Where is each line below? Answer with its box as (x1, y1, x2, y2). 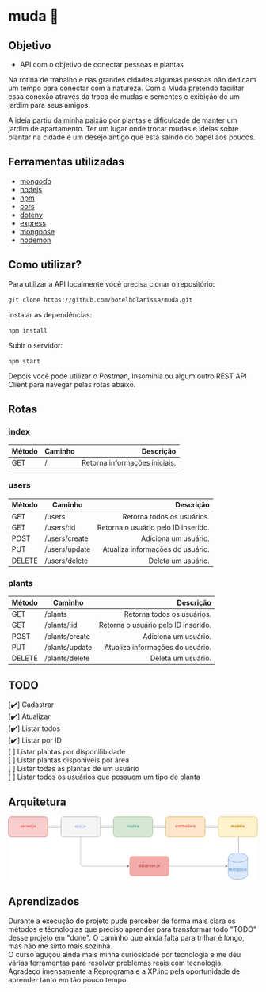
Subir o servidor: (8, 340, 63, 350)
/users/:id (44, 523, 76, 532)
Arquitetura (8, 795, 66, 808)
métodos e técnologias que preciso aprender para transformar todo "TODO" (8, 924, 257, 933)
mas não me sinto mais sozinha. (8, 941, 113, 951)
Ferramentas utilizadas (8, 155, 125, 169)
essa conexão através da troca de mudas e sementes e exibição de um (8, 92, 240, 101)
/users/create (44, 534, 89, 543)
